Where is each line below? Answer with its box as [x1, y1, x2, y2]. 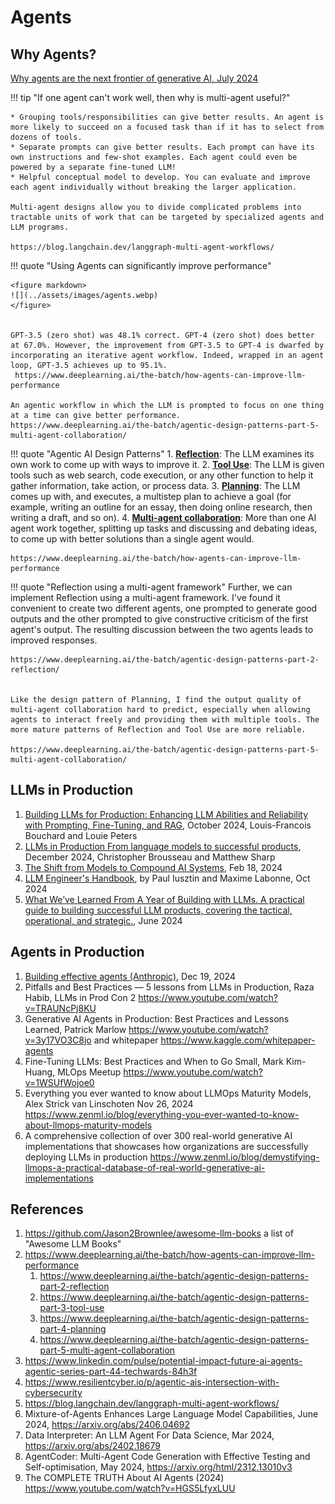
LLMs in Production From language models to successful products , [24, 840, 302, 852]
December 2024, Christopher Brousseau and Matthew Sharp [24, 851, 276, 863]
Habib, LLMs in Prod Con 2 [24, 991, 137, 1003]
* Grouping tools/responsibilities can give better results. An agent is [10, 112, 325, 122]
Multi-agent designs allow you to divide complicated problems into [10, 202, 302, 212]
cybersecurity [24, 1387, 83, 1399]
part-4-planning [39, 1323, 107, 1335]
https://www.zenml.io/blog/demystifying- [149, 1151, 320, 1163]
